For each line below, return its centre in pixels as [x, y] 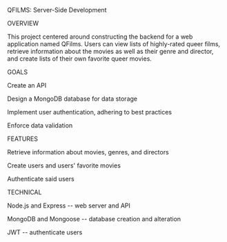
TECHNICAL [24, 192]
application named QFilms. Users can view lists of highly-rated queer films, [114, 44]
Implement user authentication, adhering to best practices [90, 112]
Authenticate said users [41, 179]
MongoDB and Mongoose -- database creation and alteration [94, 219]
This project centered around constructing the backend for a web [100, 37]
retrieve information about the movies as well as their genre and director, [110, 51]
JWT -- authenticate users [45, 232]
